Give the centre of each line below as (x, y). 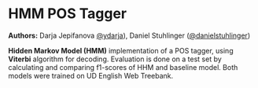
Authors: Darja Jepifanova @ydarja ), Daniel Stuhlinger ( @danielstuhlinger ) (129, 35)
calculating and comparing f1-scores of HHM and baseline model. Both (123, 67)
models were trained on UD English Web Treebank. (91, 75)
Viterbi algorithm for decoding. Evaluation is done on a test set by (115, 59)
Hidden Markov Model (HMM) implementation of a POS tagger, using (121, 50)
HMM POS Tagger (68, 14)
